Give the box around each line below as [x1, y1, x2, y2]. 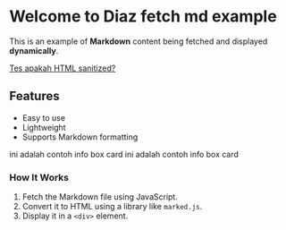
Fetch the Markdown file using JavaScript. [21, 192, 179, 202]
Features [9, 89, 60, 104]
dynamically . [9, 45, 59, 55]
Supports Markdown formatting [21, 132, 139, 142]
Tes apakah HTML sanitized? [9, 63, 116, 73]
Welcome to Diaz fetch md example [9, 6, 277, 27]
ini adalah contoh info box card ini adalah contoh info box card [9, 149, 240, 159]
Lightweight [21, 122, 66, 132]
